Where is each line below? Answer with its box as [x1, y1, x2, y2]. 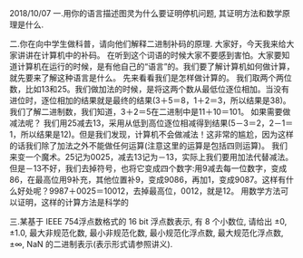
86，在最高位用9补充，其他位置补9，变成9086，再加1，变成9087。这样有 [9, 175, 287, 185]
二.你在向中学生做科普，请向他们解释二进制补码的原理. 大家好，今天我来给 [9, 39, 288, 49]
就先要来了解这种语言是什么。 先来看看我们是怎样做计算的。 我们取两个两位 [9, 72, 292, 83]
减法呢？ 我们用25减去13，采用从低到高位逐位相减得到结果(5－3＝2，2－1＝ [9, 118, 293, 129]
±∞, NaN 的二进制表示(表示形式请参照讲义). [9, 239, 173, 249]
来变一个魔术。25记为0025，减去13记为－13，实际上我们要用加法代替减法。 [9, 152, 294, 162]
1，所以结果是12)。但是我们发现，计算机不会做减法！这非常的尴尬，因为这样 [9, 129, 295, 139]
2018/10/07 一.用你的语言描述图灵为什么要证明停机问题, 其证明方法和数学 [9, 8, 283, 18]
